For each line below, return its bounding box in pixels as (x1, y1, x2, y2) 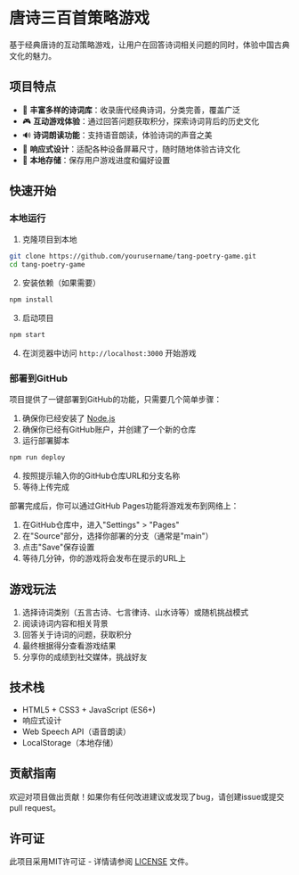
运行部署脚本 (21, 435, 69, 446)
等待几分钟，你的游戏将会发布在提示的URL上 (21, 553, 187, 564)
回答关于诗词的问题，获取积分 (21, 629, 132, 640)
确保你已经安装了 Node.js (21, 413, 116, 424)
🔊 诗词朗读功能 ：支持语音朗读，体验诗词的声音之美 (21, 129, 213, 140)
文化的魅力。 (9, 50, 56, 61)
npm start (9, 331, 46, 340)
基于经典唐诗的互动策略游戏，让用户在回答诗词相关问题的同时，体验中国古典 (9, 39, 290, 50)
